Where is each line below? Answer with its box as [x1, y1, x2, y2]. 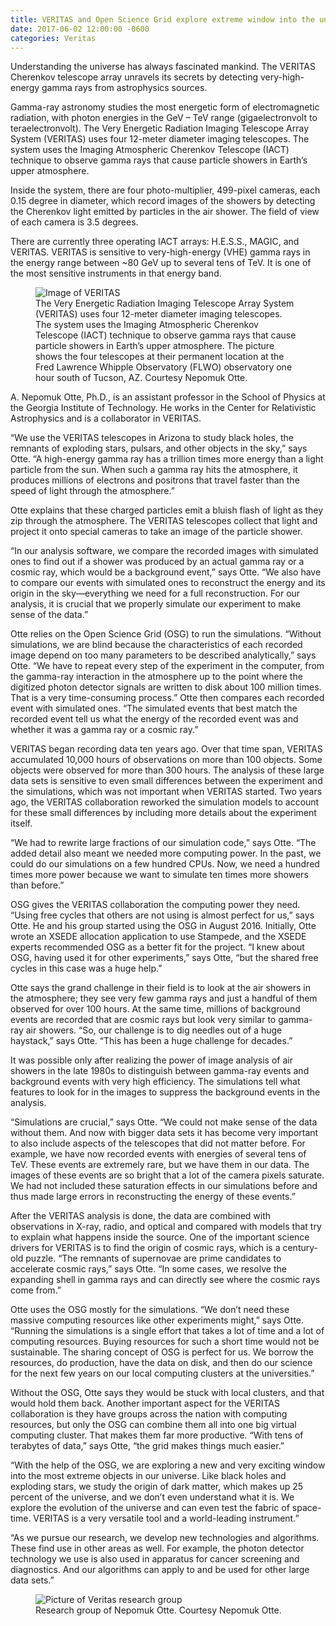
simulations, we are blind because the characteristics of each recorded [10, 639, 303, 651]
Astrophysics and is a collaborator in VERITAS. [10, 412, 202, 425]
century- [282, 1242, 318, 1254]
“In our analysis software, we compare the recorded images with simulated [10, 545, 319, 557]
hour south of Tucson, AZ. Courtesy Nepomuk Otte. [35, 372, 248, 384]
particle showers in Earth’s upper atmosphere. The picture [35, 340, 275, 352]
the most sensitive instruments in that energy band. [10, 267, 222, 280]
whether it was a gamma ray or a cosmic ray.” [10, 724, 199, 736]
